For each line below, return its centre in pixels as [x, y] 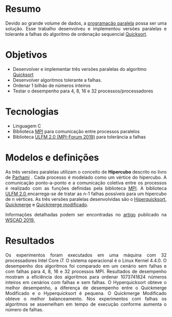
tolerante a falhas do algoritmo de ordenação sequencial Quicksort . [76, 34]
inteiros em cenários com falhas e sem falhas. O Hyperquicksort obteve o [86, 282]
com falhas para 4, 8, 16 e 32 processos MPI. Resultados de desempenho [86, 271]
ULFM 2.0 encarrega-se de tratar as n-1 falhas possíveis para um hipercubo [86, 194]
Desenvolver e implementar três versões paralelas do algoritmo [80, 69]
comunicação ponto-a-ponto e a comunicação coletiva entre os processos [86, 182]
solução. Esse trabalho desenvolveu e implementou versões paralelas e [86, 28]
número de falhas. [24, 309]
